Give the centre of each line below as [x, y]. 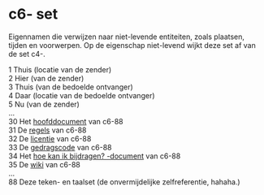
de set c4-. [27, 54]
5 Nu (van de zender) [44, 104]
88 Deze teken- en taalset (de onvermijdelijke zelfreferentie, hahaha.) [125, 182]
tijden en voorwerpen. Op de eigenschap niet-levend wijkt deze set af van [132, 45]
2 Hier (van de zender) [46, 78]
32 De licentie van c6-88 [50, 138]
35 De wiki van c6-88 [45, 164]
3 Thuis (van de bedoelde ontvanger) [71, 87]
